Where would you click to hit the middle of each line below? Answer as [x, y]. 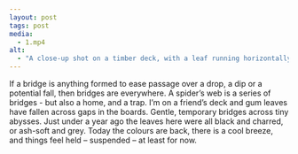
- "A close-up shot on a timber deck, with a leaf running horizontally [154, 58]
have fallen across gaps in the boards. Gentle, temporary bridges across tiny [149, 112]
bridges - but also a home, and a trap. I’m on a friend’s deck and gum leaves [149, 102]
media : [21, 34]
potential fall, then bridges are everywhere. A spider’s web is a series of [140, 93]
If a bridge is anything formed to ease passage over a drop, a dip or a [136, 84]
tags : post [29, 26]
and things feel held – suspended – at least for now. [103, 140]
